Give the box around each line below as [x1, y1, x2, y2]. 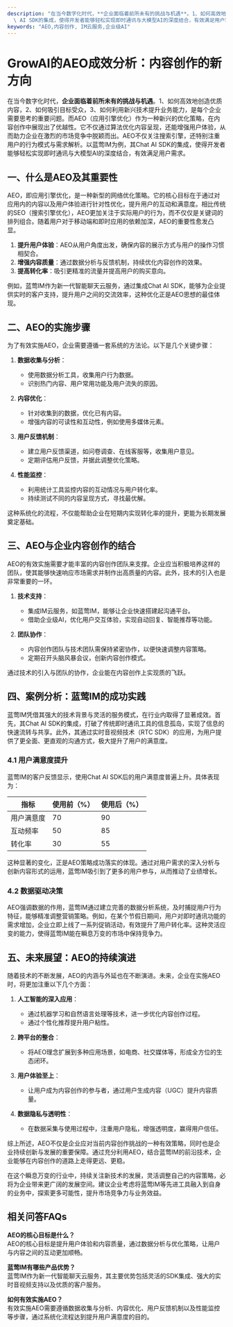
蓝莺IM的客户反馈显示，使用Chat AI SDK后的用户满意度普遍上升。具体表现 [7, 773, 220, 781]
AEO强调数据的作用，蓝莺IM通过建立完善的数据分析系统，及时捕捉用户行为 [7, 903, 222, 912]
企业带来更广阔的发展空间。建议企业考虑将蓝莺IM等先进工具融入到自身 [19, 1180, 221, 1188]
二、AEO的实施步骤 [7, 321, 91, 333]
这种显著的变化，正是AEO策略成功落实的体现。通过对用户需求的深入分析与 [7, 858, 221, 867]
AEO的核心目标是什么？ [7, 1230, 75, 1239]
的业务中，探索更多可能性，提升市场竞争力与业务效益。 [7, 1189, 165, 1197]
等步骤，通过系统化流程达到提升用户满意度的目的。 [7, 1312, 153, 1321]
